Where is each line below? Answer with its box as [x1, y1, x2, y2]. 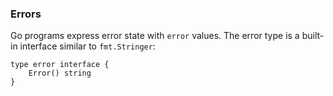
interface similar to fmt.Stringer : [19, 40, 156, 52]
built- [301, 30, 325, 42]
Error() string [28, 68, 92, 79]
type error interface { [10, 60, 110, 70]
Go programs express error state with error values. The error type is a [10, 30, 300, 42]
